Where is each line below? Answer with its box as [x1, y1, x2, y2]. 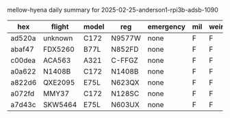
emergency [147, 22, 186, 31]
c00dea [10, 56, 36, 65]
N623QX [110, 78, 140, 87]
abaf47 [10, 44, 34, 54]
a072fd [10, 89, 35, 98]
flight [51, 22, 69, 31]
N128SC [110, 89, 140, 98]
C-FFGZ [110, 56, 138, 65]
